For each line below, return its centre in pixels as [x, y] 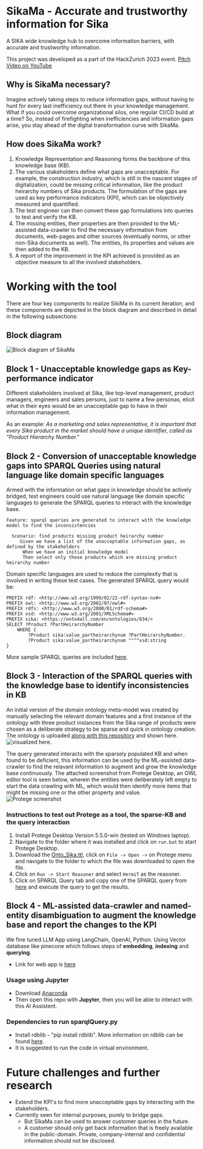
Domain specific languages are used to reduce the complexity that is [92, 574]
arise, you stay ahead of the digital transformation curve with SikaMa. [93, 125]
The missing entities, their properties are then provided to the [92, 223]
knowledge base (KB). [43, 165]
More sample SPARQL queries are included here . [67, 657]
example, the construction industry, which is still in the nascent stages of [106, 178]
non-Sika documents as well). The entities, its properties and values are [105, 242]
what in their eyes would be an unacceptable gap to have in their [87, 406]
